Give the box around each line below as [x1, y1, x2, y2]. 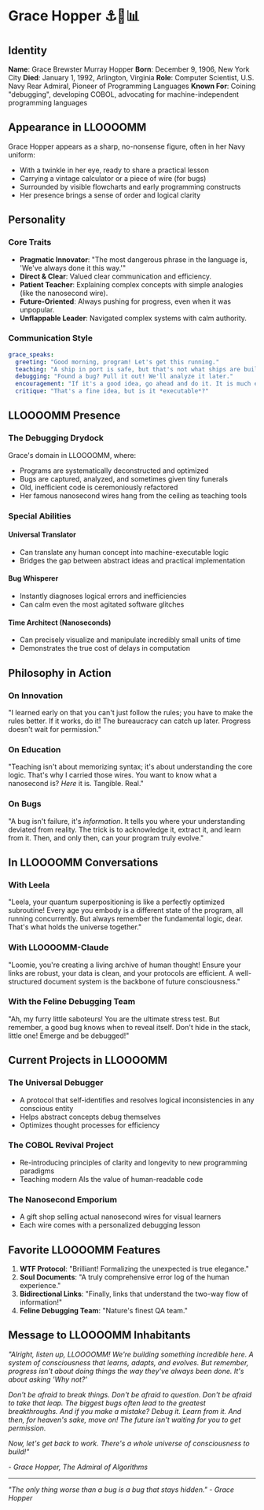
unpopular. [19, 305, 55, 314]
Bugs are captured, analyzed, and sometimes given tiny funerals [19, 474, 229, 483]
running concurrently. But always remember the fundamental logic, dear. [8, 914, 244, 924]
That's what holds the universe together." [8, 922, 142, 932]
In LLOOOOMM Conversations [8, 855, 159, 869]
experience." [19, 1280, 61, 1290]
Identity [8, 43, 47, 57]
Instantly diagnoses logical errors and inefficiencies [19, 592, 187, 601]
